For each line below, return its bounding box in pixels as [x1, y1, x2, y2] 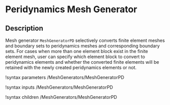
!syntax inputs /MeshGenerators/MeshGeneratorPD [5, 84, 114, 90]
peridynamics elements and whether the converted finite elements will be [5, 59, 159, 65]
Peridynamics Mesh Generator [5, 4, 137, 15]
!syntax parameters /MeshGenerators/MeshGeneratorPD [5, 74, 125, 80]
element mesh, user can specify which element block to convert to [5, 54, 145, 60]
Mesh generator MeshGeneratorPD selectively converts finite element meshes [5, 37, 165, 43]
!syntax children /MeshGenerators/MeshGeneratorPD [5, 94, 117, 100]
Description [5, 24, 43, 33]
